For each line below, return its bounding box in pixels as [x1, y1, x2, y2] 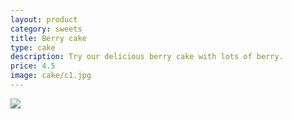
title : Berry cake [10, 33, 87, 43]
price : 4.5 [10, 61, 56, 71]
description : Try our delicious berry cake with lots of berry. [10, 52, 284, 62]
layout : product [10, 14, 78, 25]
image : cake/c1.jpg [10, 71, 92, 81]
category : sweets [10, 24, 83, 34]
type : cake [10, 42, 56, 53]
